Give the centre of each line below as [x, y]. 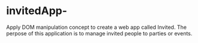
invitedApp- [37, 11]
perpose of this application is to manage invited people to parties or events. [99, 33]
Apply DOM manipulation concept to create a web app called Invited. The [97, 27]
